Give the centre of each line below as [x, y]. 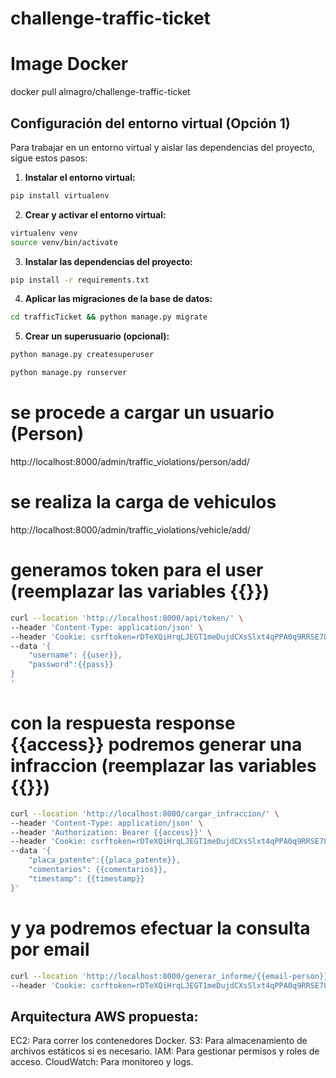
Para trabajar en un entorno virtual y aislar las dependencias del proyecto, [162, 147]
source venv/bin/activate [64, 242]
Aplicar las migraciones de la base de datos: [118, 299]
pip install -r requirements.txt [80, 280]
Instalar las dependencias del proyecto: [108, 261]
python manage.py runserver [69, 373]
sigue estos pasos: [49, 158]
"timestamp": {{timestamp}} [86, 878]
